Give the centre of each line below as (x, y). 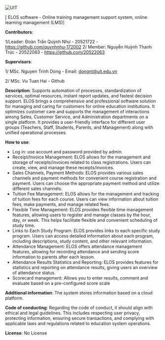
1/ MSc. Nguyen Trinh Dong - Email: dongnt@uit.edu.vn (61, 71)
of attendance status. (34, 273)
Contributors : (19, 32)
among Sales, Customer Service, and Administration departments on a (77, 117)
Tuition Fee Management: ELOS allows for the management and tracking (85, 194)
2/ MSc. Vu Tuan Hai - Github (35, 81)
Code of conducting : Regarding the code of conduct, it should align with (79, 308)
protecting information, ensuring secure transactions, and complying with (80, 318)
